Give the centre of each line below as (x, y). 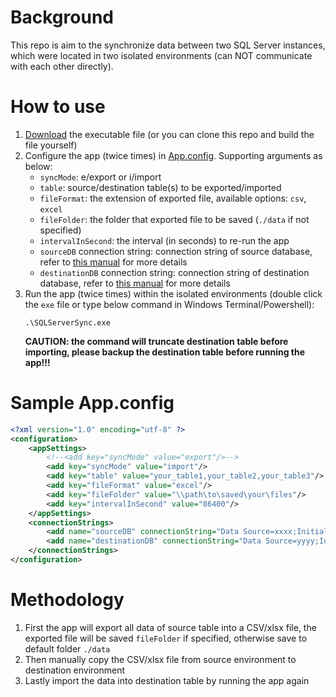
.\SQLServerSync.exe (67, 322)
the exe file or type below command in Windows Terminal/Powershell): (169, 304)
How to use (58, 107)
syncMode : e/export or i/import (100, 177)
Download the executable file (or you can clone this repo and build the (169, 134)
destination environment (75, 670)
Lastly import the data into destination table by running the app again (167, 680)
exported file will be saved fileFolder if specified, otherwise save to (166, 638)
